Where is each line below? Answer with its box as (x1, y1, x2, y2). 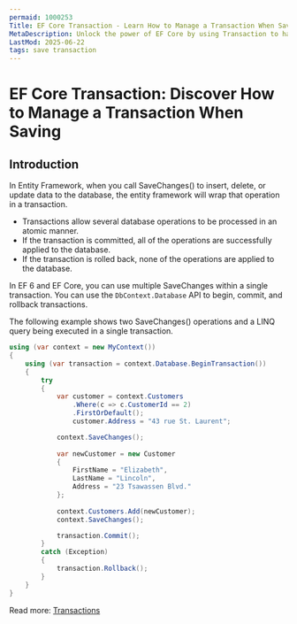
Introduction (9, 157, 80, 172)
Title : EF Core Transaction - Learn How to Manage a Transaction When (9, 21, 275, 30)
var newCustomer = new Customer (56, 449, 176, 458)
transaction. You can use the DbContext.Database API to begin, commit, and (9, 289, 283, 301)
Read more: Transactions (9, 605, 101, 615)
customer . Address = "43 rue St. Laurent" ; (72, 417, 232, 426)
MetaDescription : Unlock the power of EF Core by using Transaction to (9, 29, 278, 38)
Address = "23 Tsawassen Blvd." (72, 482, 192, 491)
